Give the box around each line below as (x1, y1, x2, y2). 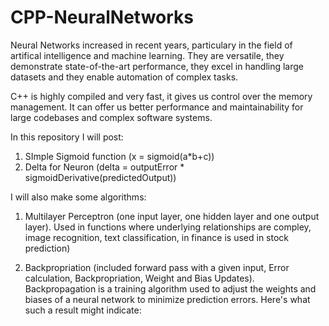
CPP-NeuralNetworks (10, 6, 195, 29)
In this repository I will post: (10, 131, 124, 143)
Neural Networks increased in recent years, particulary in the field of (10, 39, 293, 51)
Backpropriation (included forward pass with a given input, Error (24, 261, 290, 273)
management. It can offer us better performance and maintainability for (10, 101, 304, 113)
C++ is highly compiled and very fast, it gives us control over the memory (10, 90, 313, 102)
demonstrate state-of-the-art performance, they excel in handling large (10, 60, 305, 72)
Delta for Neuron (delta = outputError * (24, 161, 185, 173)
